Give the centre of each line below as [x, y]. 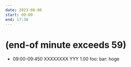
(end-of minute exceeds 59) [66, 45]
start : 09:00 [19, 15]
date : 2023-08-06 [24, 10]
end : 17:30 [17, 19]
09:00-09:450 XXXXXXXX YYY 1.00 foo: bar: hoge [66, 59]
